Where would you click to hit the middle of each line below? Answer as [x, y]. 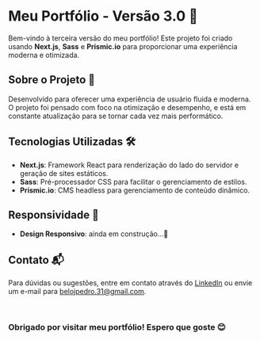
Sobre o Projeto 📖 [52, 80]
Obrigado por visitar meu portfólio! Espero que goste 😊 [117, 327]
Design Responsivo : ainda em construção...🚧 [94, 234]
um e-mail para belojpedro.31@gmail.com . [77, 292]
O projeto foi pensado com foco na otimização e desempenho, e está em [127, 107]
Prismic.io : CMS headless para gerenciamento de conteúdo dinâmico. [135, 190]
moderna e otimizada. [44, 55]
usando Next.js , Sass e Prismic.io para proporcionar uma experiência [123, 46]
